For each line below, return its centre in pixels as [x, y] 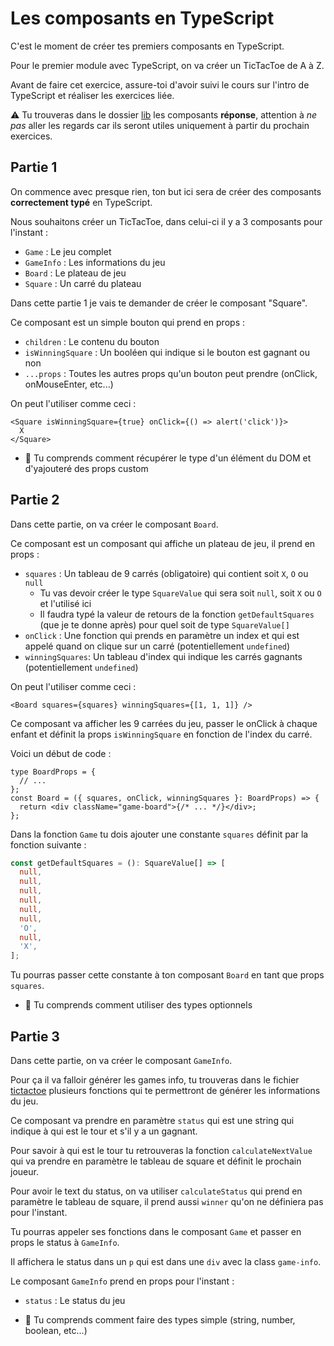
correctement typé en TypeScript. [81, 202]
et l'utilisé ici [65, 603]
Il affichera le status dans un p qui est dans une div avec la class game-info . [166, 1261]
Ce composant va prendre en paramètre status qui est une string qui [152, 1120]
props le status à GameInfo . [65, 1242]
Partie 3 [35, 1036]
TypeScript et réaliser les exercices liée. [92, 95]
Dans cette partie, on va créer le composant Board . [114, 524]
